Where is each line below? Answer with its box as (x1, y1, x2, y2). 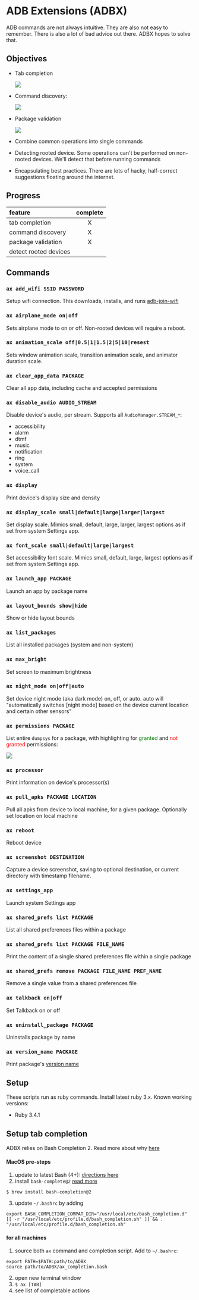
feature (9, 208, 31, 217)
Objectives (6, 54, 48, 64)
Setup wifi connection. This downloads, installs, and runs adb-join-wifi (6, 298, 179, 305)
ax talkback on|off (6, 995, 62, 1001)
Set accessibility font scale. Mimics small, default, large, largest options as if (6, 554, 193, 561)
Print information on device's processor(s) (6, 779, 110, 786)
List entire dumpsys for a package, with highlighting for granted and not (6, 735, 178, 742)
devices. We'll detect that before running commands (32, 155, 161, 162)
